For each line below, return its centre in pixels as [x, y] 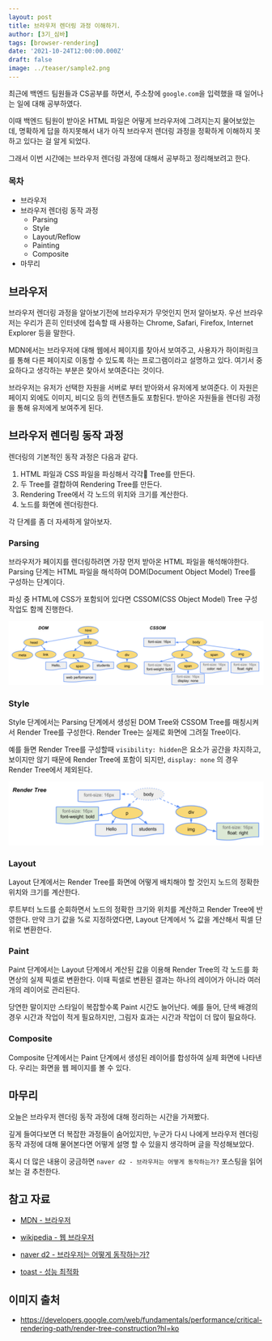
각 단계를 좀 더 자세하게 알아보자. [60, 521]
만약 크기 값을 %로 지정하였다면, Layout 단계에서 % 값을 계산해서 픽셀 [142, 920]
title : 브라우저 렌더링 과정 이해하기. [64, 26]
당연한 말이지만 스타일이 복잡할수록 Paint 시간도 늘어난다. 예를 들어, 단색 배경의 [133, 1007]
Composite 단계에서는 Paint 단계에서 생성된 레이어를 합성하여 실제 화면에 [124, 1058]
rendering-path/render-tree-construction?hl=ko [100, 1329]
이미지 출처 [34, 1300]
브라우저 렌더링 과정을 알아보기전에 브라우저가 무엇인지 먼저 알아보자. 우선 [125, 313]
